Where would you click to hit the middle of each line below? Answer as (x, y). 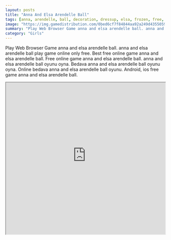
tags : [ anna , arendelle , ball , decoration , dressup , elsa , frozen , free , (85, 19)
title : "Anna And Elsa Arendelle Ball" (47, 15)
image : (12, 24)
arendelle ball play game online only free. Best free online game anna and (82, 53)
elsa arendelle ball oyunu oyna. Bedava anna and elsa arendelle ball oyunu (83, 64)
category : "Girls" (25, 33)
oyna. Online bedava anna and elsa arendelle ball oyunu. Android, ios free (82, 69)
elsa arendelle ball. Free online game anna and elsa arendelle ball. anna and (84, 58)
